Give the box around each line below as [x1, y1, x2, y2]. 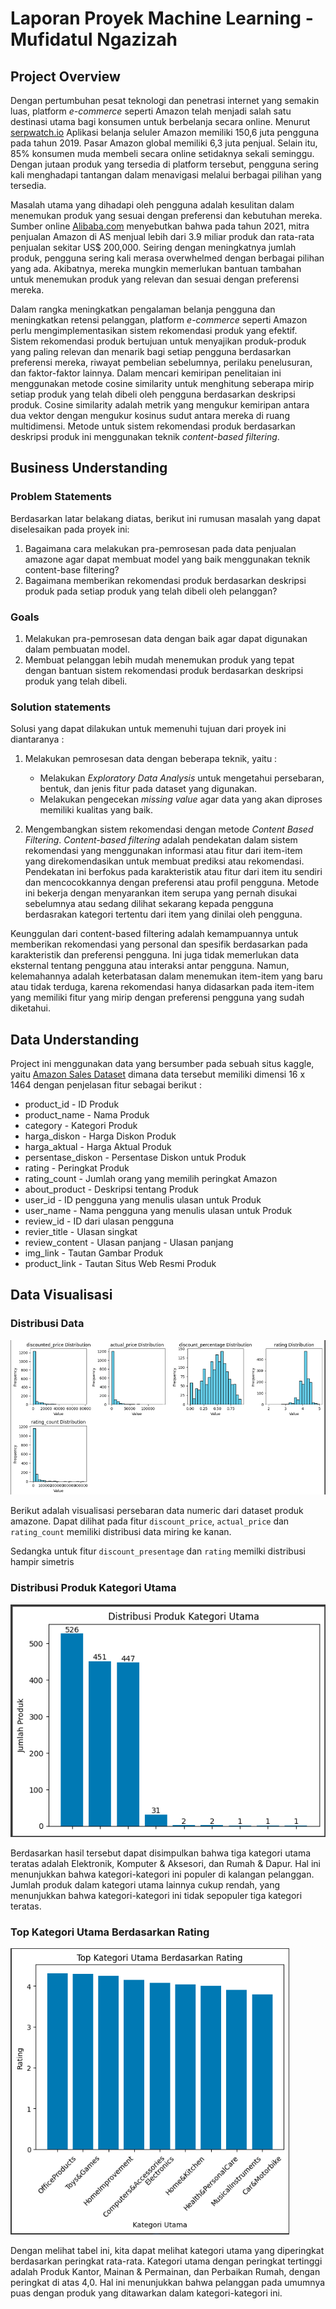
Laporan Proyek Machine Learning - [10, 7, 314, 30]
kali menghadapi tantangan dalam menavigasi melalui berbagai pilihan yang [10, 169, 322, 181]
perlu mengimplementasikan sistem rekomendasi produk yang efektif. [10, 325, 298, 336]
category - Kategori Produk [24, 1120, 138, 1132]
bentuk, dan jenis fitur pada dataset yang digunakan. [39, 783, 258, 795]
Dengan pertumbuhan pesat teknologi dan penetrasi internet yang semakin [10, 95, 320, 106]
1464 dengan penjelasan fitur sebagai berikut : [10, 1079, 202, 1091]
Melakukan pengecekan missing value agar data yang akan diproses [39, 793, 323, 806]
